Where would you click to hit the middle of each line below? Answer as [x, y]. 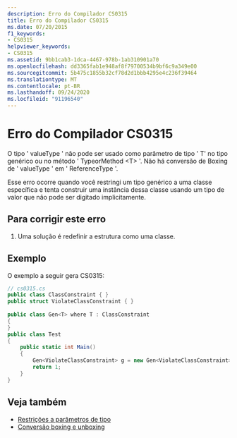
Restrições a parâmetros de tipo [64, 419]
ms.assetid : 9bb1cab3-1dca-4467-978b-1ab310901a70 [83, 60]
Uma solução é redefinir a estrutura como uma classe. [96, 236]
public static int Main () [58, 347]
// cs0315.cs [26, 288]
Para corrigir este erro [57, 219]
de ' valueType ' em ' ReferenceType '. [63, 168]
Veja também [37, 402]
